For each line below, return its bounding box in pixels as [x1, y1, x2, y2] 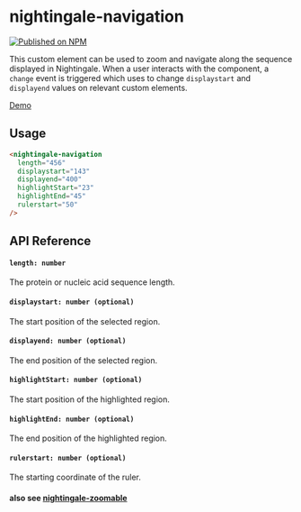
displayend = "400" [17, 175, 83, 184]
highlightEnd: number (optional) [9, 415, 135, 424]
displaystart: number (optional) [9, 297, 135, 306]
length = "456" [17, 158, 66, 168]
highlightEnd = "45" [17, 192, 87, 201]
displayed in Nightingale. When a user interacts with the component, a [9, 63, 270, 74]
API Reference [9, 233, 92, 249]
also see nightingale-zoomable [9, 492, 128, 503]
